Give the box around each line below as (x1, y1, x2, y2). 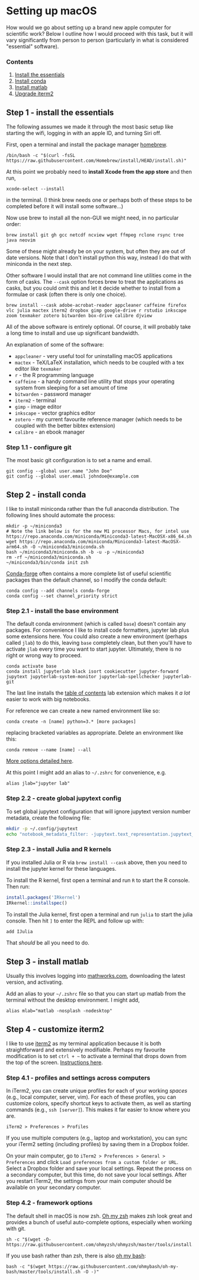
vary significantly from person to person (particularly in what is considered (6, 36, 189, 43)
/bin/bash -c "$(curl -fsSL (6, 153, 76, 159)
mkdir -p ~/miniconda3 (6, 523, 62, 529)
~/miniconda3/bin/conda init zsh (6, 560, 89, 566)
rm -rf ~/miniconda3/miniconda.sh (6, 554, 92, 560)
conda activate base (6, 663, 57, 670)
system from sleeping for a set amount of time (14, 384, 128, 391)
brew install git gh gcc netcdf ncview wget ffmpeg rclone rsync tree (6, 232, 184, 239)
